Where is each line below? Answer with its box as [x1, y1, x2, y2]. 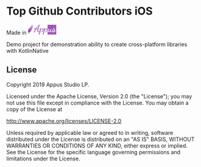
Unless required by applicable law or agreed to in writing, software [6, 129, 174, 136]
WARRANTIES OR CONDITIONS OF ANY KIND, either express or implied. [6, 141, 188, 149]
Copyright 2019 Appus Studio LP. [6, 81, 90, 88]
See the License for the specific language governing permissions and [6, 148, 181, 155]
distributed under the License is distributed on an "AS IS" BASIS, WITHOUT [6, 135, 195, 143]
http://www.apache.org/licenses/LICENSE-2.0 [6, 117, 122, 124]
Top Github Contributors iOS [6, 4, 153, 18]
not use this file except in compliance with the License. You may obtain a [6, 99, 189, 106]
